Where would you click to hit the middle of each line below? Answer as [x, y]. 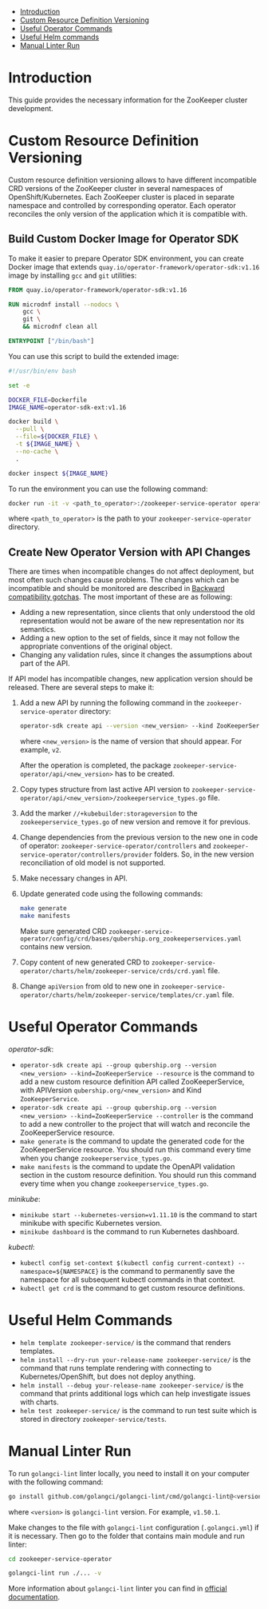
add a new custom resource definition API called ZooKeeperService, [132, 1081]
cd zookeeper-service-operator [60, 1559]
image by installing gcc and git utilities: [73, 275]
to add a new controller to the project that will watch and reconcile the [135, 1124]
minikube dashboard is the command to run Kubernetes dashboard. [129, 1232]
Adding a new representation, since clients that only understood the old [137, 613]
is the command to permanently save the [168, 1271]
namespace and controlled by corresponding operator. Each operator [122, 205]
